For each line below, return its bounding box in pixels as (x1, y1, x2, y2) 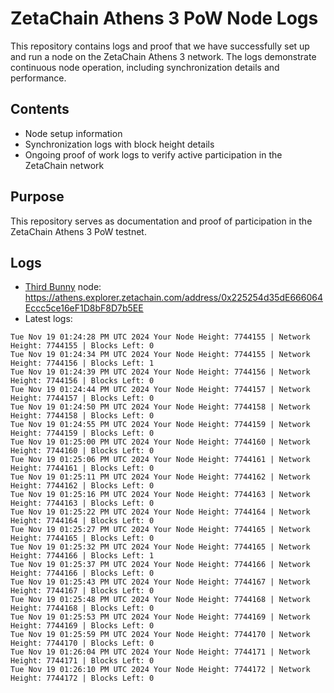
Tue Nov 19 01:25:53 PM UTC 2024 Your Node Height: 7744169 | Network (10, 612, 311, 622)
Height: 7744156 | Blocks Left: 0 (10, 376, 155, 386)
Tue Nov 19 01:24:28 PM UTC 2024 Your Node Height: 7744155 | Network (10, 332, 311, 342)
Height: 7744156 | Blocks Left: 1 (10, 358, 155, 369)
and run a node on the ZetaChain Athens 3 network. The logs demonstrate (10, 50, 317, 62)
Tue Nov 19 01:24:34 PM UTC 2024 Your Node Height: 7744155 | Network (10, 350, 311, 360)
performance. (10, 72, 67, 84)
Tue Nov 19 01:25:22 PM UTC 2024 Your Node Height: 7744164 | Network (10, 507, 311, 517)
